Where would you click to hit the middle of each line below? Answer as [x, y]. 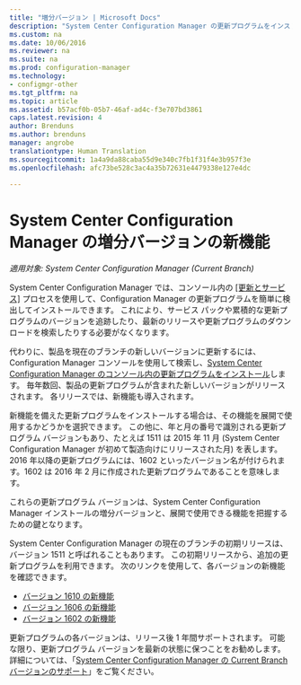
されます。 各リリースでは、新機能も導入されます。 [104, 397]
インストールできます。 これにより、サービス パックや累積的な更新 [156, 310]
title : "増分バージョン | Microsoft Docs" [85, 18]
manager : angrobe [42, 143]
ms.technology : [38, 76]
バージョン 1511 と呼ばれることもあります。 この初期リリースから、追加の [145, 555]
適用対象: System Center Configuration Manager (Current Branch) [132, 268]
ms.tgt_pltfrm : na [44, 92]
